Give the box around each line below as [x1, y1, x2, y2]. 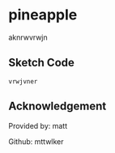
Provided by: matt [8, 121, 68, 130]
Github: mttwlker [8, 136, 64, 147]
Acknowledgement [8, 100, 107, 113]
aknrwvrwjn [8, 32, 49, 42]
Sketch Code [8, 56, 75, 70]
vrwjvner [8, 77, 38, 86]
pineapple [8, 6, 78, 24]
